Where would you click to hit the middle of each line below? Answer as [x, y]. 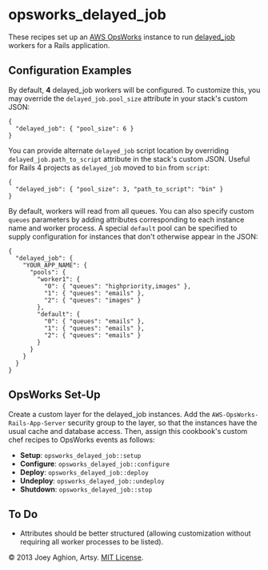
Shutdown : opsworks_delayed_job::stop [86, 489]
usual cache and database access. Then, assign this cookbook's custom [128, 431]
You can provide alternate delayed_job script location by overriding [119, 151]
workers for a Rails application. [59, 45]
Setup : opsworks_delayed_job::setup [80, 455]
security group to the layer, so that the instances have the [162, 423]
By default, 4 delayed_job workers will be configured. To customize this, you [134, 90]
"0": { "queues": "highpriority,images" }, [118, 286]
